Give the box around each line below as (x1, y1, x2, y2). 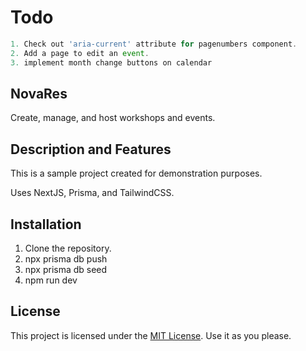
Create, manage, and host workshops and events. (10, 112, 216, 124)
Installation (10, 216, 82, 233)
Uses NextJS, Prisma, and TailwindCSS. (10, 187, 175, 199)
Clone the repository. (24, 242, 112, 254)
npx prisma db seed (24, 264, 108, 275)
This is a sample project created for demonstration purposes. (10, 167, 263, 180)
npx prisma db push (24, 253, 108, 265)
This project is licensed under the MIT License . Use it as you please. (10, 329, 292, 341)
